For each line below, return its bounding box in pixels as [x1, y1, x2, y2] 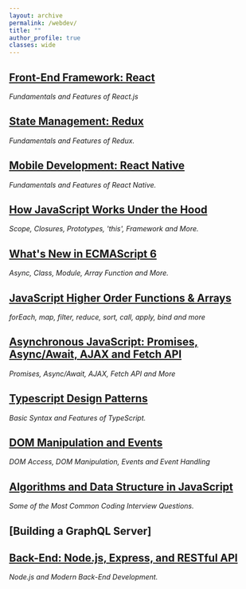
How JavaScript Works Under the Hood [9, 203, 208, 216]
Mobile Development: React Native [9, 159, 185, 172]
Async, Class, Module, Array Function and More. [9, 268, 170, 278]
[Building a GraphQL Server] [9, 524, 152, 537]
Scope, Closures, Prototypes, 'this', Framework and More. [9, 224, 199, 234]
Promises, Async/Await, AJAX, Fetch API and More [9, 369, 176, 378]
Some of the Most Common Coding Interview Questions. [9, 502, 194, 511]
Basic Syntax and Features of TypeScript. [9, 413, 146, 422]
